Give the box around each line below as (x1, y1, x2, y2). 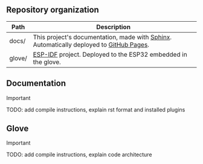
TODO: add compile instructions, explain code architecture (6, 151, 152, 159)
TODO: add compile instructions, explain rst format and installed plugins (6, 106, 185, 113)
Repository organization (6, 5, 100, 15)
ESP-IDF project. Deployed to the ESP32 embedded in (33, 50, 187, 58)
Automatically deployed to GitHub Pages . (33, 40, 150, 49)
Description (96, 22, 131, 31)
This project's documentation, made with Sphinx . (33, 33, 172, 41)
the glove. (33, 57, 62, 66)
